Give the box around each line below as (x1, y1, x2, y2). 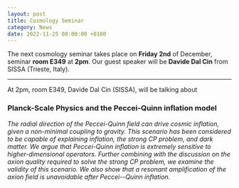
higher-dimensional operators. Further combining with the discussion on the (7, 150, 231, 158)
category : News (7, 23, 53, 31)
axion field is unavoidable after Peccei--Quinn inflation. (7, 172, 171, 181)
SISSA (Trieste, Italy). (7, 65, 70, 73)
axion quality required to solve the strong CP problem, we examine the (7, 157, 214, 166)
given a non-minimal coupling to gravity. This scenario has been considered (7, 127, 231, 135)
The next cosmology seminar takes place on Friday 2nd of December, (7, 50, 213, 58)
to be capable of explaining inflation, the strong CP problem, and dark (7, 135, 213, 143)
